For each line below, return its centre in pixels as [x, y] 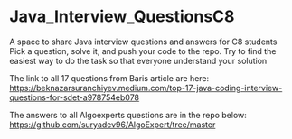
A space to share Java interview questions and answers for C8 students [143, 42]
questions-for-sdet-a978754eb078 [75, 97]
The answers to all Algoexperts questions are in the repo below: [128, 115]
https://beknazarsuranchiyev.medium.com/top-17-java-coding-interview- [146, 88]
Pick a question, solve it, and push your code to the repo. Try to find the [143, 51]
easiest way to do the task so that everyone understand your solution [138, 60]
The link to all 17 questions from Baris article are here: [109, 78]
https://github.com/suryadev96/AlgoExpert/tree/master [113, 125]
